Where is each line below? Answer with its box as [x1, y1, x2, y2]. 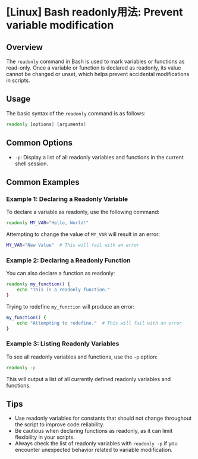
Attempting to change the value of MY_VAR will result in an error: [6, 231, 161, 238]
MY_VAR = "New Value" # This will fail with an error [6, 242, 140, 249]
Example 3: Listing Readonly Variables [6, 339, 120, 348]
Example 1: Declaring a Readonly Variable [6, 194, 128, 203]
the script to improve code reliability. [14, 421, 105, 428]
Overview [6, 42, 43, 52]
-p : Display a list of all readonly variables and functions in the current [14, 153, 184, 161]
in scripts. [6, 77, 31, 84]
